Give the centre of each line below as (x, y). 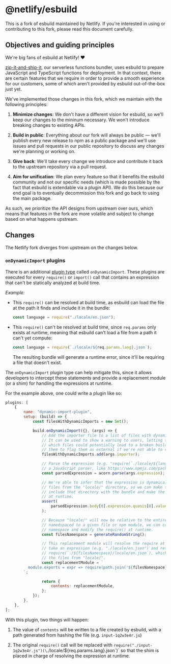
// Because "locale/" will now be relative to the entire (104, 520)
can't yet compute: (32, 338)
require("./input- (133, 645)
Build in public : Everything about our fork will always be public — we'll (87, 135)
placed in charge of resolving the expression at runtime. (71, 656)
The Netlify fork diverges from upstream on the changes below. (72, 247)
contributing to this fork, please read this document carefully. (69, 29)
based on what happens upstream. (42, 219)
